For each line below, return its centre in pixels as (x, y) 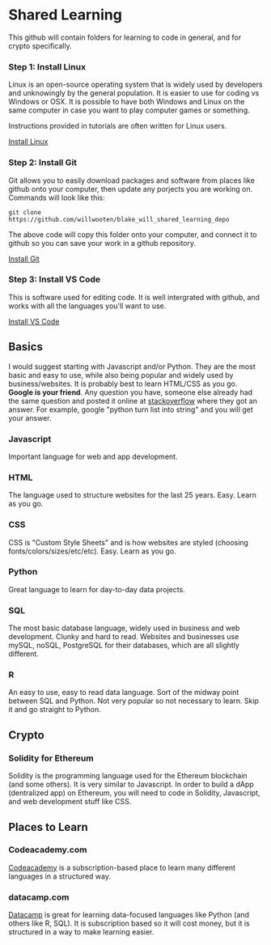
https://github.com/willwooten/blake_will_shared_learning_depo (119, 219)
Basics (25, 347)
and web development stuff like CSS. (70, 802)
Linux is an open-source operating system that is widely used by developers (135, 85)
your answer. (30, 417)
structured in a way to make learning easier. (81, 932)
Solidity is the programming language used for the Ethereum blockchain (128, 776)
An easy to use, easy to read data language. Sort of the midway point (124, 693)
